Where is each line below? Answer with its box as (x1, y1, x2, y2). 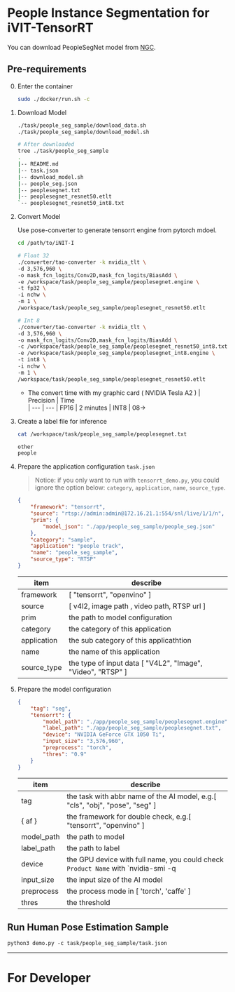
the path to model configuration (69, 612, 173, 622)
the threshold (66, 897, 111, 907)
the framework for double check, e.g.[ (66, 812, 191, 822)
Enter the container (17, 82, 73, 91)
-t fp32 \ (17, 285, 47, 292)
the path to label (66, 843, 120, 853)
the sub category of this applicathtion (69, 635, 192, 645)
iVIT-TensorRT (7, 20, 94, 36)
